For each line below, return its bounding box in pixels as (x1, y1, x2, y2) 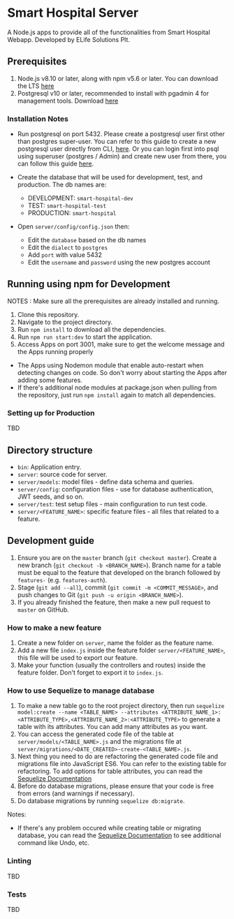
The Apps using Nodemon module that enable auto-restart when (17, 361, 204, 369)
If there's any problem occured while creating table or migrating (17, 824, 201, 832)
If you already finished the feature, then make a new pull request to (17, 598, 211, 606)
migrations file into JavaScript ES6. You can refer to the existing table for (17, 760, 227, 768)
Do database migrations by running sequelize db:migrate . (17, 797, 185, 805)
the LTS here (17, 82, 54, 90)
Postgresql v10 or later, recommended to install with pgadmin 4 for (17, 89, 210, 97)
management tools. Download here (17, 96, 119, 105)
